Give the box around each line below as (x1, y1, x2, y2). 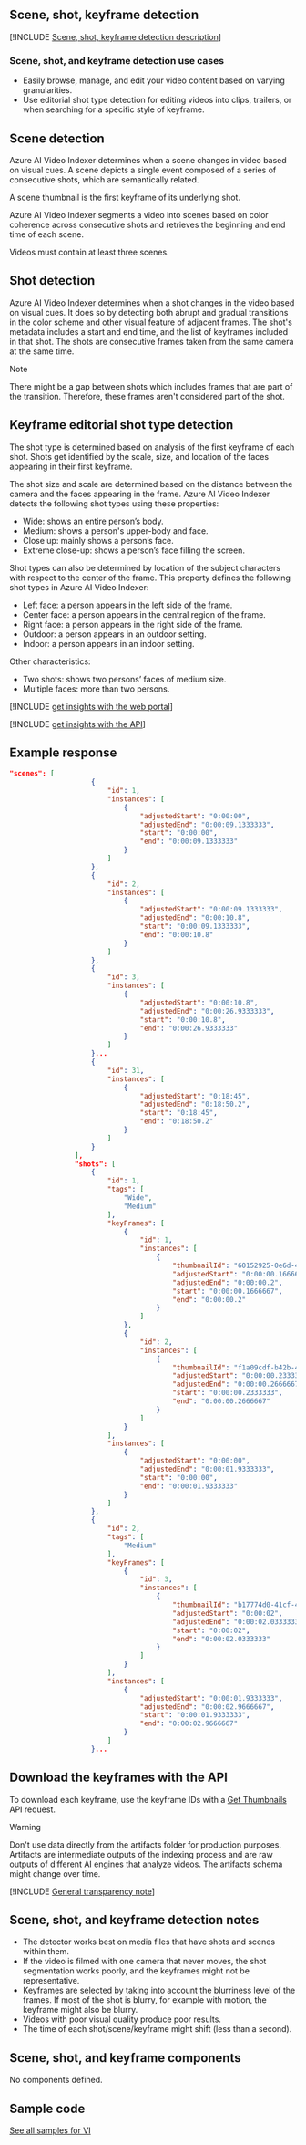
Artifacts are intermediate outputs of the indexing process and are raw (9, 1848, 273, 1859)
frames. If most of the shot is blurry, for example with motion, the (22, 1994, 267, 2005)
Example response (9, 745, 117, 760)
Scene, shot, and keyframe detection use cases (9, 54, 225, 67)
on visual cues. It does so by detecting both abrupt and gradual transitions (9, 307, 289, 318)
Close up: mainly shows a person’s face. (22, 535, 175, 546)
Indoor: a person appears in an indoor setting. (22, 638, 195, 649)
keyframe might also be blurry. (22, 2004, 138, 2015)
